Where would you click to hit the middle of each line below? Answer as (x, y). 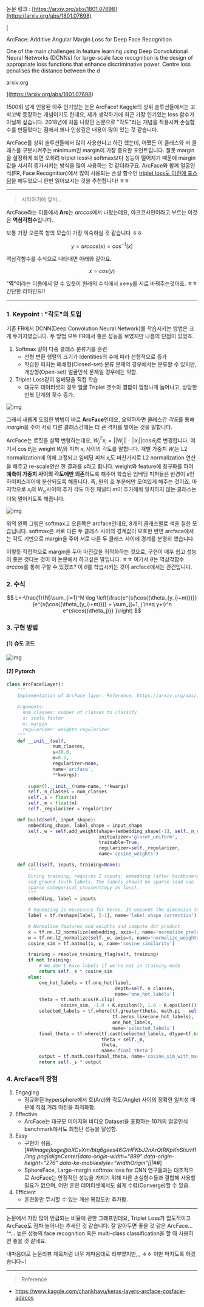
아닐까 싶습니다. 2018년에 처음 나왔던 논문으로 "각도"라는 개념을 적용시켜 (93, 122)
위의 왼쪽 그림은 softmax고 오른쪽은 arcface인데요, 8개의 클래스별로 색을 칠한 (99, 523)
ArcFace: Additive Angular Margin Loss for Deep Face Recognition (89, 39)
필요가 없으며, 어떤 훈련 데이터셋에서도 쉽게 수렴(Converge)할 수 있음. (107, 1185)
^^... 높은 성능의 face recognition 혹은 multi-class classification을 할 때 (92, 1233)
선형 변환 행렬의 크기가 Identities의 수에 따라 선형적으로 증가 (95, 356)
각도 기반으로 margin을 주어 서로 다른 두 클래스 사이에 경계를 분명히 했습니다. (104, 539)
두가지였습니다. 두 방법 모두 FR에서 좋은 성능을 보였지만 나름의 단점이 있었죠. (103, 336)
